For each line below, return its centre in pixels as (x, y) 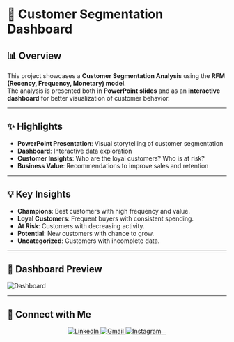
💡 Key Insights (39, 194)
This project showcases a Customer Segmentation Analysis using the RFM (116, 76)
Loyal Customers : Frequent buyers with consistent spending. (105, 218)
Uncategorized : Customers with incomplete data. (88, 241)
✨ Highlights (35, 127)
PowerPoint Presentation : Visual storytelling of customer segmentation (120, 143)
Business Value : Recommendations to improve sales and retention (113, 165)
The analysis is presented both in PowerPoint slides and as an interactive (114, 91)
